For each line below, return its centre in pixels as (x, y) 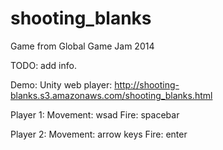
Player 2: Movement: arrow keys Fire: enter (99, 134)
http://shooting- (147, 84)
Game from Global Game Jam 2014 (82, 46)
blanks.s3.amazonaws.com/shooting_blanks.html (111, 95)
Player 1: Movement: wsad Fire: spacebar (95, 114)
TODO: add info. (43, 65)
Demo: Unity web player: (61, 84)
